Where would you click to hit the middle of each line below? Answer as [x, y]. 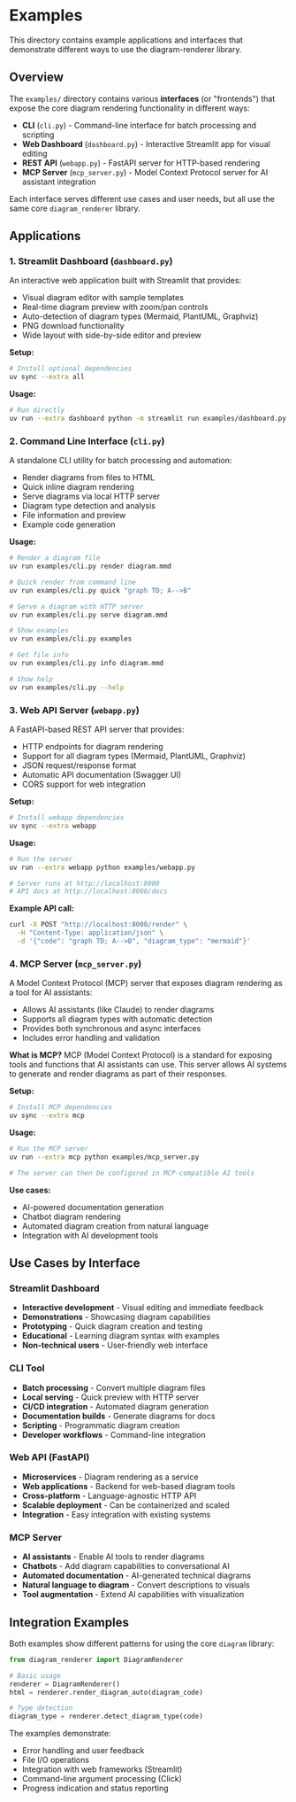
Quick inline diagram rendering [78, 487]
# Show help [31, 679]
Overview [37, 78]
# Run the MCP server [49, 1148]
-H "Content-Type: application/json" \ [91, 933]
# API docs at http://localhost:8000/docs [88, 891]
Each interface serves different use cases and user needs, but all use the [142, 198]
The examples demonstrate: [60, 1734]
